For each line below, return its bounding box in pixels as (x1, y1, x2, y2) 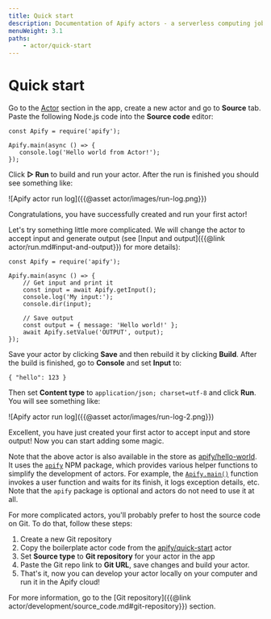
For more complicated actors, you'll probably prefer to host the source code (8, 510, 261, 520)
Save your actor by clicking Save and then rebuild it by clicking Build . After (8, 350, 257, 359)
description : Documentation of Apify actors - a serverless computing (8, 19, 251, 27)
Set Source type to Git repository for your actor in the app (19, 551, 215, 561)
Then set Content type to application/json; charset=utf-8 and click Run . (8, 388, 256, 397)
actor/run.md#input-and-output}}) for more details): (8, 243, 181, 252)
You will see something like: (8, 397, 101, 406)
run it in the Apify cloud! (19, 577, 101, 587)
